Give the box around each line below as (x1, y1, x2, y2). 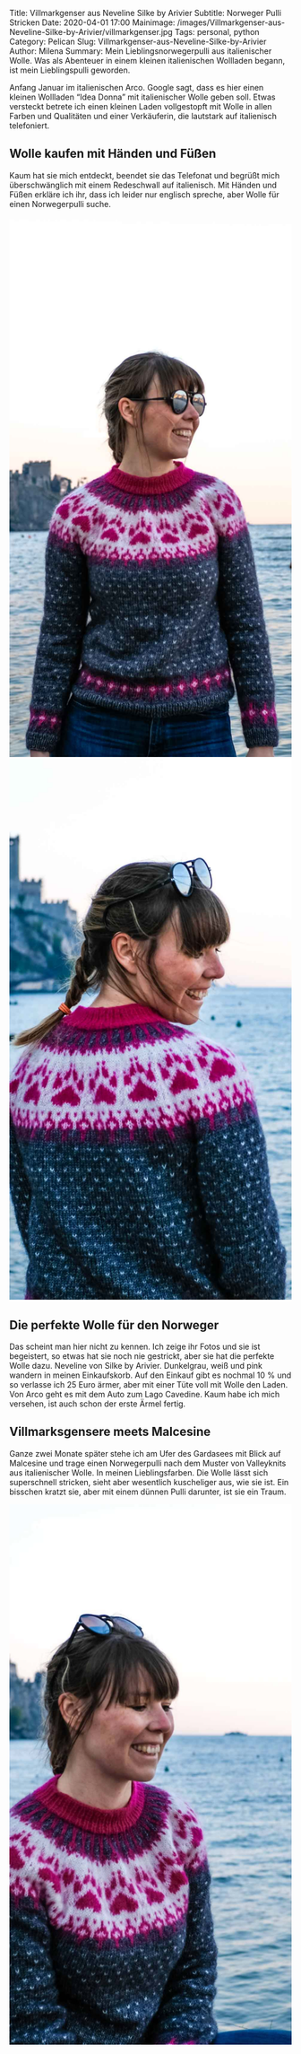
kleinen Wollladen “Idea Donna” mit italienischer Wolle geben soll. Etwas (9, 91, 276, 102)
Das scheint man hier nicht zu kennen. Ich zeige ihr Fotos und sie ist (9, 1341, 261, 1352)
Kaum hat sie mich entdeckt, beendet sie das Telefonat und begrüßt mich (9, 170, 280, 180)
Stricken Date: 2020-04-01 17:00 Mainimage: (9, 17, 176, 28)
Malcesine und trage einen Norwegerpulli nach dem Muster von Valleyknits (9, 1458, 287, 1468)
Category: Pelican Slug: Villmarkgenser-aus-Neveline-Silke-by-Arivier (9, 36, 267, 47)
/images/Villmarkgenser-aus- (176, 17, 286, 28)
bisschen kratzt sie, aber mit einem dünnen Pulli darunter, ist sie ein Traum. (9, 1486, 287, 1497)
